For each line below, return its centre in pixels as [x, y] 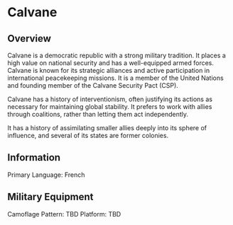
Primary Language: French [46, 175]
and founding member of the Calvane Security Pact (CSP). [93, 85]
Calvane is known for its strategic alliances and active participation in [109, 70]
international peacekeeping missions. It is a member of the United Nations [115, 78]
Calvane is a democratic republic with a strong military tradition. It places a [116, 55]
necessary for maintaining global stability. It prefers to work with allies [110, 106]
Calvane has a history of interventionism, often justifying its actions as [110, 99]
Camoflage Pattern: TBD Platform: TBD [64, 214]
